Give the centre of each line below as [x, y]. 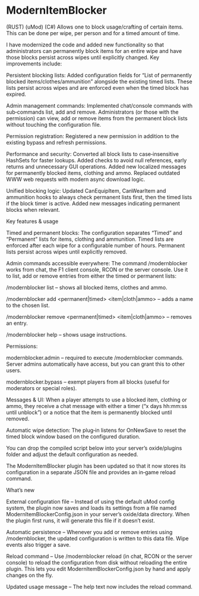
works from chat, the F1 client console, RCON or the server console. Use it [97, 269]
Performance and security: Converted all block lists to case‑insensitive [93, 154]
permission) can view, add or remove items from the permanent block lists [97, 118]
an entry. [17, 323]
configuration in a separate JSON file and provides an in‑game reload [91, 472]
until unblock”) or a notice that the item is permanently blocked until [89, 412]
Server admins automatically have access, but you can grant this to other [96, 364]
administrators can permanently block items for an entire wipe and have [94, 51]
